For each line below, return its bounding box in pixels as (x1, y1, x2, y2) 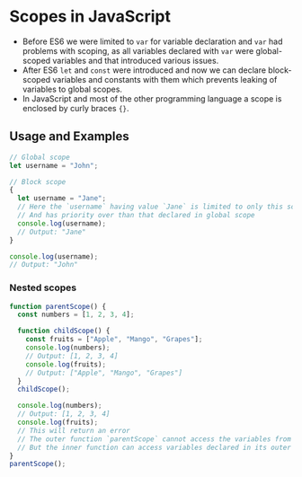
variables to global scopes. (22, 84, 123, 94)
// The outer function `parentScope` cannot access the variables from (17, 434, 292, 444)
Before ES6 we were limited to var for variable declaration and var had (22, 36, 283, 47)
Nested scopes (9, 281, 77, 294)
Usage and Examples (9, 128, 130, 145)
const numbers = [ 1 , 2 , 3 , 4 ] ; (17, 310, 135, 320)
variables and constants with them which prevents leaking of (52, 74, 278, 84)
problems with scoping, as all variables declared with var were (22, 45, 254, 56)
